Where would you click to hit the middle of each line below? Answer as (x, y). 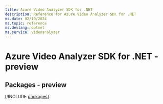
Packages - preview (36, 85)
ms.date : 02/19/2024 (26, 19)
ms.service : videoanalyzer (32, 32)
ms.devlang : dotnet (25, 28)
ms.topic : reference (26, 23)
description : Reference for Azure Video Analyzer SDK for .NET (71, 14)
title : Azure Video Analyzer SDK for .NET (49, 10)
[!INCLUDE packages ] (27, 96)
